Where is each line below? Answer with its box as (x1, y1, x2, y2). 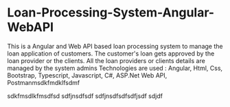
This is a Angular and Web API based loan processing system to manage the (7, 42, 223, 50)
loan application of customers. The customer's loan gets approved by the (7, 49, 215, 58)
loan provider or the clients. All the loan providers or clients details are (7, 56, 206, 64)
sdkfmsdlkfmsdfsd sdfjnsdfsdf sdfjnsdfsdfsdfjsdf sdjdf (7, 91, 163, 100)
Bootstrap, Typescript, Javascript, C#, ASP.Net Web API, (7, 71, 168, 80)
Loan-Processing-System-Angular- (7, 5, 215, 21)
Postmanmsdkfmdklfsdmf (7, 78, 80, 86)
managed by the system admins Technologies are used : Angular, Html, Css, (7, 64, 223, 72)
